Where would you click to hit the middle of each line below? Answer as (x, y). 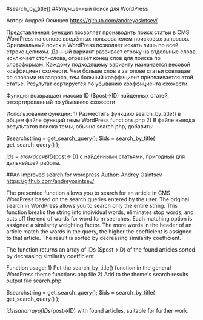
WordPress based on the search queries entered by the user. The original (98, 199)
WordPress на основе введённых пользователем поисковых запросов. (98, 38)
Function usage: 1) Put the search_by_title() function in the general (89, 268)
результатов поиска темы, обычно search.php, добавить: (80, 126)
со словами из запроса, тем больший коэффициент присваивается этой (100, 77)
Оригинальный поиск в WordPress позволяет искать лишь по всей (92, 45)
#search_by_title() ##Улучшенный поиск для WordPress (77, 9)
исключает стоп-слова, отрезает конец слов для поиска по (83, 58)
